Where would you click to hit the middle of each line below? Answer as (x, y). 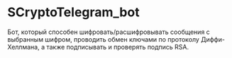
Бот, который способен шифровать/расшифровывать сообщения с (109, 32)
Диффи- (213, 39)
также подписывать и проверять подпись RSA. (117, 47)
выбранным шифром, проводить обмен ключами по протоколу (104, 39)
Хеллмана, (24, 47)
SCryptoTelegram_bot (73, 12)
